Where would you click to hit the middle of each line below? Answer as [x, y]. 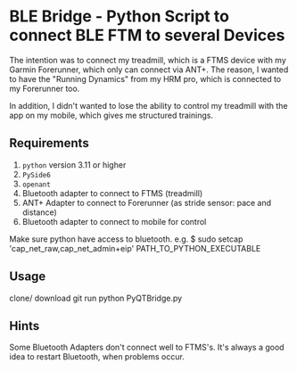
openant [36, 185]
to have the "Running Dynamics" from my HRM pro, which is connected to [145, 78]
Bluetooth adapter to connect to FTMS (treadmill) [112, 193]
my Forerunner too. [45, 88]
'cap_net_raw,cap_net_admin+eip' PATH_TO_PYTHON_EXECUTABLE [135, 248]
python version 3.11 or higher [74, 165]
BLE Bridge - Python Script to [120, 16]
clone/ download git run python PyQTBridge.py [96, 298]
